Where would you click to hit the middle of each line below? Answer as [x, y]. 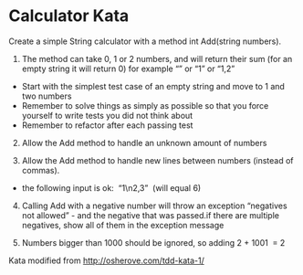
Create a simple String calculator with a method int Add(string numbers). [145, 41]
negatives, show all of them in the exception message [123, 225]
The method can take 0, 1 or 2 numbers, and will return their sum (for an [157, 58]
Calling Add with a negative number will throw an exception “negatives [155, 206]
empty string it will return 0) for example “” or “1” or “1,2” [128, 69]
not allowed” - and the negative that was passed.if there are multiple [151, 215]
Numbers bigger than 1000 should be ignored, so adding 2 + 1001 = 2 [153, 242]
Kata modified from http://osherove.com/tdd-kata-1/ [106, 260]
